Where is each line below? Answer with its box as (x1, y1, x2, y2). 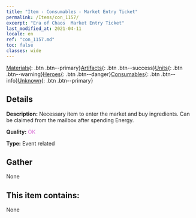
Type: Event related (6, 140, 55, 147)
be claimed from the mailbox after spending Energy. (6, 116, 134, 123)
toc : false (6, 43, 34, 49)
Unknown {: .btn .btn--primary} (17, 77, 94, 84)
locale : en (6, 31, 34, 37)
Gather (6, 157, 33, 167)
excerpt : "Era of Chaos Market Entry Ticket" (6, 20, 125, 26)
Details (6, 94, 33, 105)
